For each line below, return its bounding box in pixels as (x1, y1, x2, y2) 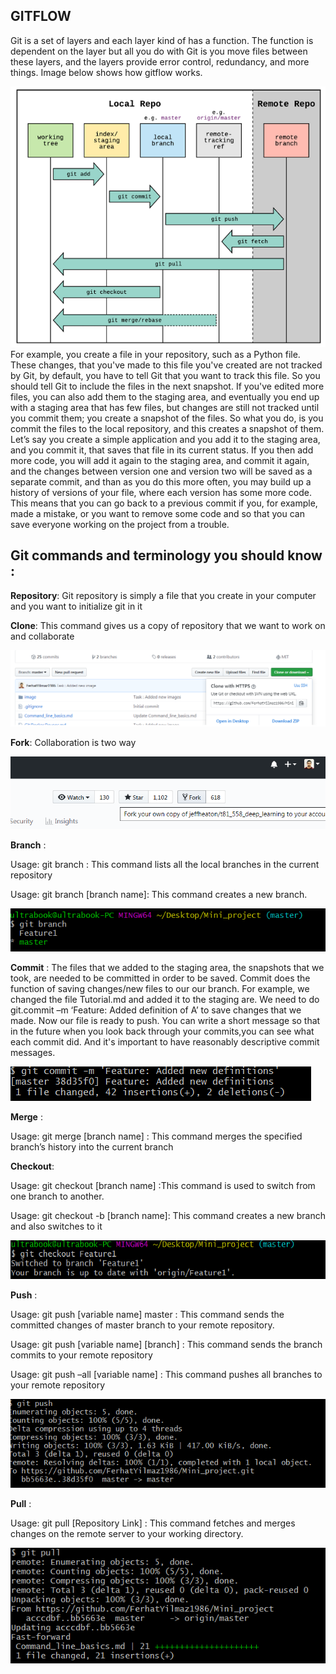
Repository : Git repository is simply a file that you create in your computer (10, 589, 317, 601)
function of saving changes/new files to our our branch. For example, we (10, 983, 310, 995)
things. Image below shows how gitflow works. (10, 66, 203, 78)
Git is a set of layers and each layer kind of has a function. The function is (10, 34, 314, 46)
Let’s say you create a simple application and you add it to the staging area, (10, 434, 321, 445)
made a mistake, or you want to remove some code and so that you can (10, 508, 305, 519)
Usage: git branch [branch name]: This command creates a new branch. (10, 889, 308, 901)
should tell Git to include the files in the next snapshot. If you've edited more (10, 380, 325, 392)
